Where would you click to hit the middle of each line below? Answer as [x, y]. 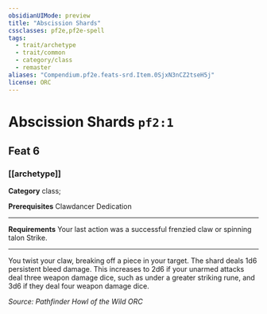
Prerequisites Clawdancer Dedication [70, 206]
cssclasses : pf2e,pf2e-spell [56, 30]
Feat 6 [24, 151]
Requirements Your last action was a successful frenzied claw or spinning [130, 230]
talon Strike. [28, 238]
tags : [17, 38]
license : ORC [30, 82]
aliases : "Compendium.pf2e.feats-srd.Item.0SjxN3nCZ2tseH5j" [112, 75]
